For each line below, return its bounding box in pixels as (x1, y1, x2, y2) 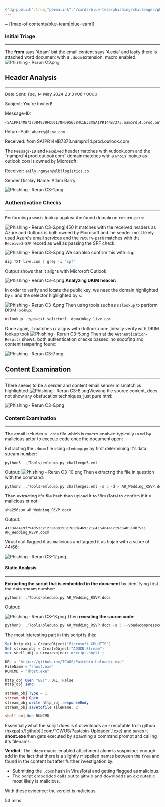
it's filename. (5, 738, 31, 744)
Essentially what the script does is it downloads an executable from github (5, 722, 156, 728)
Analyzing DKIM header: (65, 278, 117, 283)
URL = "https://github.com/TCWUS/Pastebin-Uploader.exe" (5, 659, 124, 664)
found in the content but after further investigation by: (5, 758, 114, 764)
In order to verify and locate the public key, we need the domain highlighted (5, 287, 158, 293)
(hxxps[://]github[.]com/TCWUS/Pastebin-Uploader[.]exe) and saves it (5, 728, 148, 734)
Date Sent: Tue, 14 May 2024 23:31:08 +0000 (5, 91, 97, 97)
